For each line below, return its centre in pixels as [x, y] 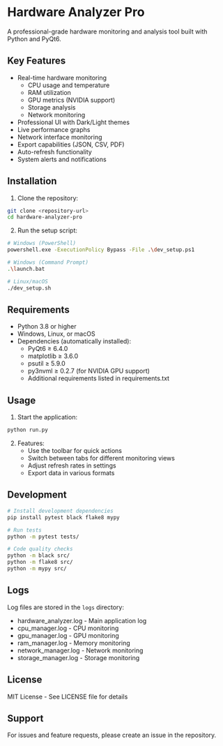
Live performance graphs [54, 129]
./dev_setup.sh [29, 288]
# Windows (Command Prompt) [48, 262]
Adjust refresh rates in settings [72, 465]
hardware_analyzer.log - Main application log [82, 620]
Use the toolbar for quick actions [75, 451]
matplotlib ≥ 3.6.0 [53, 356]
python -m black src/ [39, 555]
